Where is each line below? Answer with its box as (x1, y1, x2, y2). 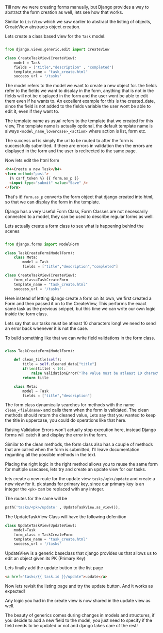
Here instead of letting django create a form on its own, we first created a (5, 295, 152, 301)
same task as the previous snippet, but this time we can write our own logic (5, 306, 156, 311)
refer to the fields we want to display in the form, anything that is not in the (5, 88, 154, 94)
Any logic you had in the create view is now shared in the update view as (5, 597, 150, 603)
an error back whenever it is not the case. (5, 326, 88, 331)
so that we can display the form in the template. (5, 199, 100, 205)
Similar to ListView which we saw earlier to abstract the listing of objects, (5, 19, 152, 24)
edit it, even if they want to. (5, 109, 60, 114)
